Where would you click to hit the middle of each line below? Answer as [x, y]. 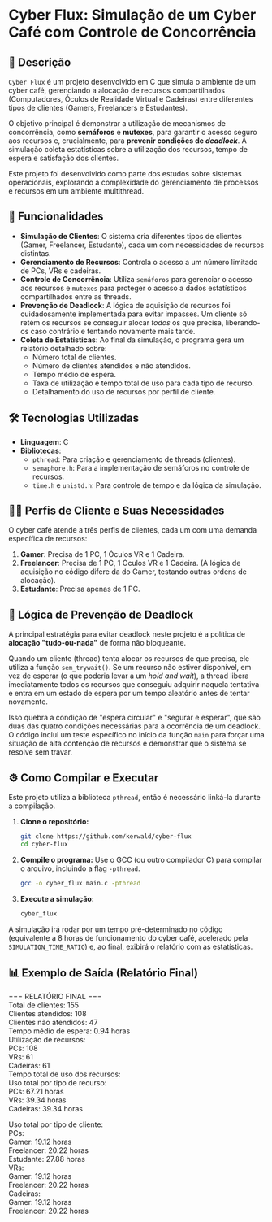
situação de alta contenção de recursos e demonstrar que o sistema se [127, 744]
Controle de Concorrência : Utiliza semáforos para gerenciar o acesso [136, 279]
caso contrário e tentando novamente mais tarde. [113, 331]
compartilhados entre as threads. [76, 296]
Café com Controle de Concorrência [132, 32]
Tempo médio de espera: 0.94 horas [69, 1031]
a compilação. [32, 806]
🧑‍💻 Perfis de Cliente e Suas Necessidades [117, 511]
